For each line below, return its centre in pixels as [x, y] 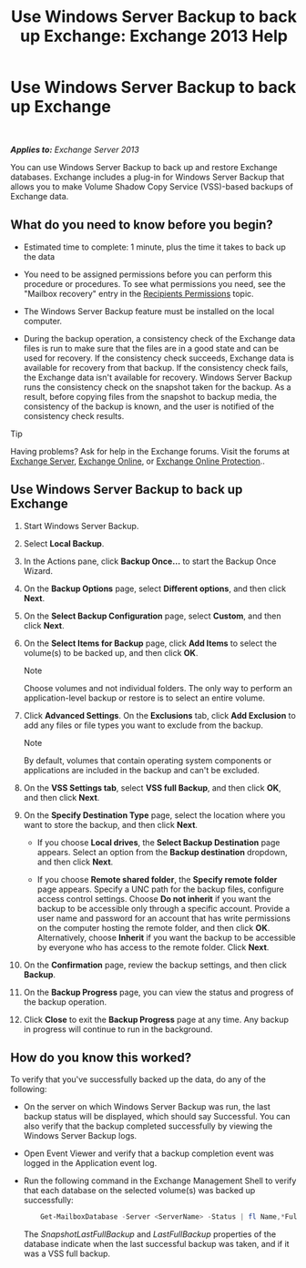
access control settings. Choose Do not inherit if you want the [154, 898]
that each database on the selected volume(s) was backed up [139, 1191]
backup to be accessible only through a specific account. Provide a [163, 908]
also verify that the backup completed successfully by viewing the [148, 1126]
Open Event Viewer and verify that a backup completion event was [148, 1153]
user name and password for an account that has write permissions [163, 918]
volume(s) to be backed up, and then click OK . [111, 652]
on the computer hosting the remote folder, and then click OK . [153, 927]
